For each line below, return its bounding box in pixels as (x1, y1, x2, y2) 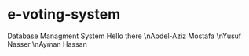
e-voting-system (7, 5, 121, 23)
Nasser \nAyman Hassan (7, 39, 87, 48)
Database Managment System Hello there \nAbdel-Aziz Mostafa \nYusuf (7, 31, 242, 40)
